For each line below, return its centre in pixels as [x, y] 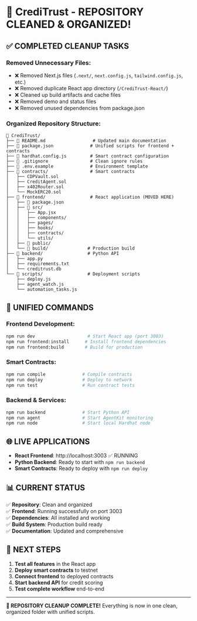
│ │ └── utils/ [30, 238]
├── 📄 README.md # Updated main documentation [86, 141]
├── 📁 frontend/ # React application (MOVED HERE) [90, 197]
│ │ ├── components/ [36, 218]
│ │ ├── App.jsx [31, 213]
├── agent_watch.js [40, 284]
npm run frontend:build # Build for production [74, 347]
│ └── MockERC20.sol [34, 192]
